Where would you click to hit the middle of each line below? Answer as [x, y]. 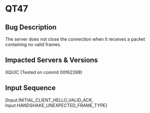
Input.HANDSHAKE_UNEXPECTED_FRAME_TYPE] [56, 105]
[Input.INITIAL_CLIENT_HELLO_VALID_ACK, [49, 100]
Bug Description [31, 27]
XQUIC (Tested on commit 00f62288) [44, 72]
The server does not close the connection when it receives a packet [75, 39]
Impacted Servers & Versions [52, 60]
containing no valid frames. [33, 44]
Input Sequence [30, 88]
